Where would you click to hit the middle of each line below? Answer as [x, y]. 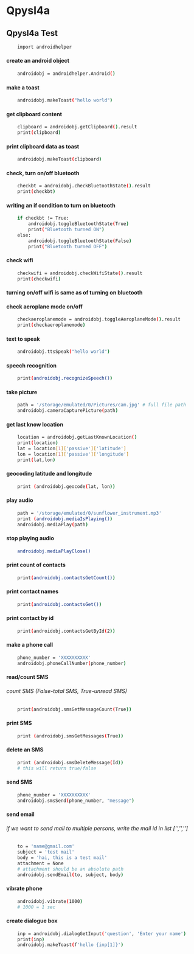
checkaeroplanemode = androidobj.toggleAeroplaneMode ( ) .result [99, 319]
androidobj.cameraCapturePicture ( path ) [68, 411]
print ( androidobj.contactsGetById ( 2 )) [66, 631]
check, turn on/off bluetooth [43, 173]
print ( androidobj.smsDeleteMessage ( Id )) [70, 762]
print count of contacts [36, 565]
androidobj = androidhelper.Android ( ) [66, 74]
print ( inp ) [31, 939]
